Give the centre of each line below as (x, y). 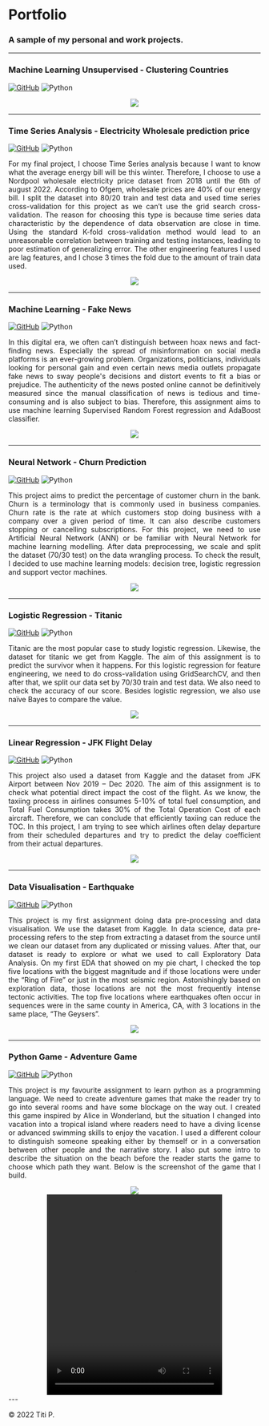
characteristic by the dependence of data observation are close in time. (134, 224)
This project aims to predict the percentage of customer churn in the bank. (134, 495)
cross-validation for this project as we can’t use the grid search (122, 207)
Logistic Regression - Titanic (65, 615)
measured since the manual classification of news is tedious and (124, 394)
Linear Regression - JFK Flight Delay (80, 742)
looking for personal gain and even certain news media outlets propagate (134, 368)
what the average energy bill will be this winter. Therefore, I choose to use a (134, 172)
